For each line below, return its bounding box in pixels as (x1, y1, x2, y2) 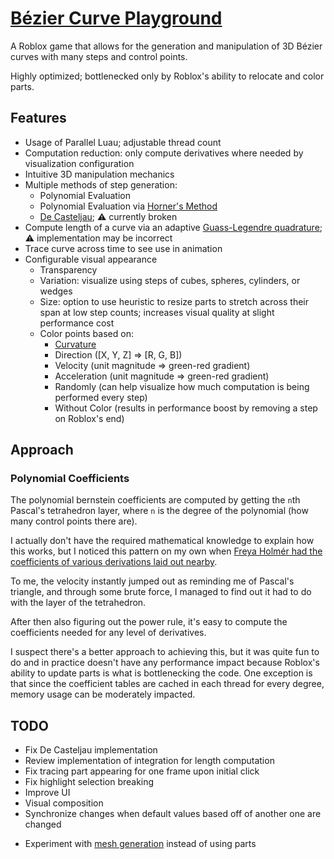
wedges (39, 285, 73, 297)
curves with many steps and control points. (10, 50, 188, 62)
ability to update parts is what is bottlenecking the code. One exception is (10, 667, 313, 679)
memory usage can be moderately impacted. (10, 688, 196, 701)
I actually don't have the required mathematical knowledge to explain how (10, 535, 315, 547)
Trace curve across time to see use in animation (24, 242, 223, 254)
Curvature (54, 338, 97, 350)
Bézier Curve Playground (10, 7, 223, 30)
